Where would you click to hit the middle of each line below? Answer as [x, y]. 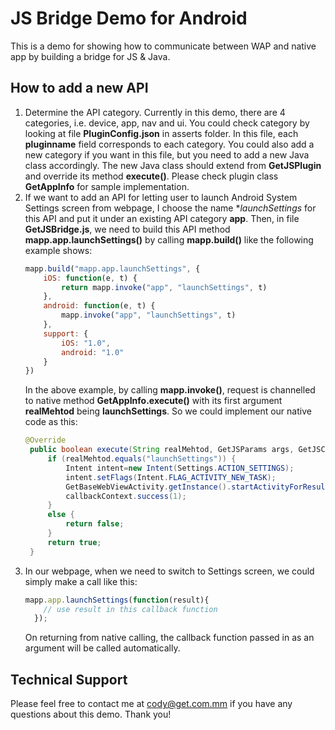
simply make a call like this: [81, 581]
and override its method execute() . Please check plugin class [151, 176]
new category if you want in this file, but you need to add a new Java [167, 154]
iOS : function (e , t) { [90, 278]
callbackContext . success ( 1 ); [126, 496]
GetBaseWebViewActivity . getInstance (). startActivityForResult [197, 487]
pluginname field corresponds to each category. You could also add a [169, 144]
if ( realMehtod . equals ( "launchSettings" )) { [142, 459]
